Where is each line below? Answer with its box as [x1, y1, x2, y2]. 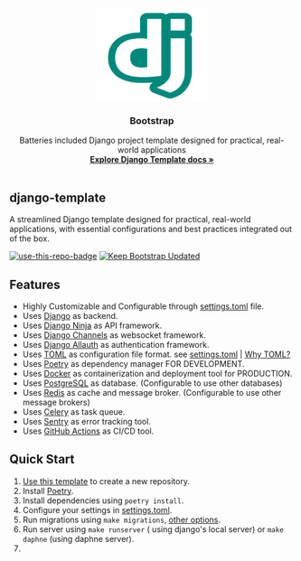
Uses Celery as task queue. [22, 406, 126, 417]
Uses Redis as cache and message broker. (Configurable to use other [22, 387, 282, 397]
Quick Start [9, 452, 75, 467]
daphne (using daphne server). [22, 533, 135, 544]
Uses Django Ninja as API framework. [22, 320, 163, 331]
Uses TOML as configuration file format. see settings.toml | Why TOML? [22, 349, 291, 360]
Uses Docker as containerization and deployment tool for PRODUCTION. [22, 368, 293, 379]
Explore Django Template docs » [89, 154, 214, 165]
